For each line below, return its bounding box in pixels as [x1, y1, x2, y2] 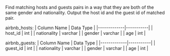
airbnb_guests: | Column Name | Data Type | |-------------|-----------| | [5, 40, 156, 46]
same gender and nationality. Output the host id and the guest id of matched [5, 10, 165, 16]
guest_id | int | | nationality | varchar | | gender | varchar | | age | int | [5, 45, 149, 51]
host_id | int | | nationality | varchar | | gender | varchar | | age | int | [5, 30, 146, 36]
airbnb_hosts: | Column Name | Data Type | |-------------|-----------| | [5, 25, 153, 31]
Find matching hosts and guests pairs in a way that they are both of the [5, 5, 154, 10]
